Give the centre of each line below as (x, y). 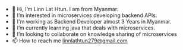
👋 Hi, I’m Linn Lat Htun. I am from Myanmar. (65, 9)
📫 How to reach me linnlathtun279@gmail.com (70, 41)
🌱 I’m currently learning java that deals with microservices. (83, 28)
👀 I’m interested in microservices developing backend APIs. (84, 15)
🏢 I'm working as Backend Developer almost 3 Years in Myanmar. (91, 21)
